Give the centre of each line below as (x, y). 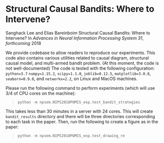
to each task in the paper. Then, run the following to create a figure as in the (82, 122)
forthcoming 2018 (23, 43)
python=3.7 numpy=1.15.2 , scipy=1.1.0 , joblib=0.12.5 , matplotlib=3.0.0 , (78, 73)
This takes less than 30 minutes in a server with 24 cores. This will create (79, 111)
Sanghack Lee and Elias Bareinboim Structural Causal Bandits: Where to (78, 33)
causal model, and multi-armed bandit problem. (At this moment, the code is (82, 63)
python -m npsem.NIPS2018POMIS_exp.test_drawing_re (71, 136)
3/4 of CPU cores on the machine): (41, 93)
